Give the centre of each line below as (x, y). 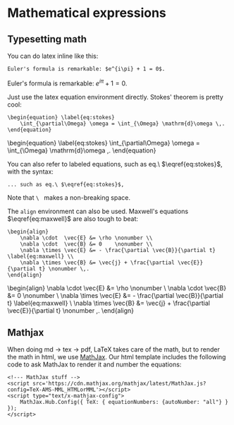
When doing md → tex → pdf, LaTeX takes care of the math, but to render (113, 349)
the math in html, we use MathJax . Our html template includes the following (117, 357)
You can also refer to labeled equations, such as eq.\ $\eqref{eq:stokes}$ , (115, 164)
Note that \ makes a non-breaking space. (69, 197)
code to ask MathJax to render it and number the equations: (94, 364)
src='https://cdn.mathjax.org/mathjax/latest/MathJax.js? (119, 384)
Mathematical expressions (87, 13)
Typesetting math (47, 39)
